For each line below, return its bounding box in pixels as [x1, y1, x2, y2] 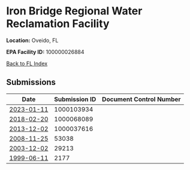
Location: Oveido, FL [6, 37, 59, 44]
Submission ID [53, 95, 96, 103]
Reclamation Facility [6, 17, 110, 31]
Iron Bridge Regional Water [6, 4, 143, 18]
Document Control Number [101, 95, 181, 103]
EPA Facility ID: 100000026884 [6, 48, 85, 55]
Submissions [6, 77, 56, 87]
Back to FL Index [6, 60, 48, 67]
